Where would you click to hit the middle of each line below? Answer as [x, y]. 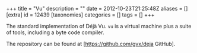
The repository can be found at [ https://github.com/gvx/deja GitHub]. [91, 44]
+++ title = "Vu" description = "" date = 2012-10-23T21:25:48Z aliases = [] [97, 9]
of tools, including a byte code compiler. [55, 32]
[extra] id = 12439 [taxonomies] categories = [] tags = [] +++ [80, 15]
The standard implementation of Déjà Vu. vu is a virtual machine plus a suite [99, 26]
